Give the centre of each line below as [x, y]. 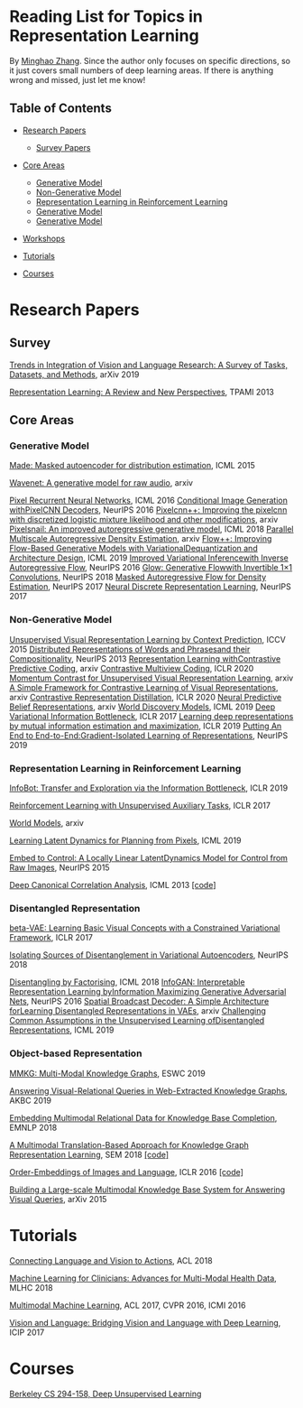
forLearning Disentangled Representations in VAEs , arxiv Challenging [138, 1011]
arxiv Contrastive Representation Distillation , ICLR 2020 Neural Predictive [146, 697]
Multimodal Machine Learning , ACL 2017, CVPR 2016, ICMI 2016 [128, 1305]
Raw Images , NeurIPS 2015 [60, 867]
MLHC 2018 [31, 1287]
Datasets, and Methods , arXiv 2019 [74, 374]
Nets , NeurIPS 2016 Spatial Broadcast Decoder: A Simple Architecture [139, 1001]
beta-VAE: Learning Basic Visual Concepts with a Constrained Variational [145, 928]
